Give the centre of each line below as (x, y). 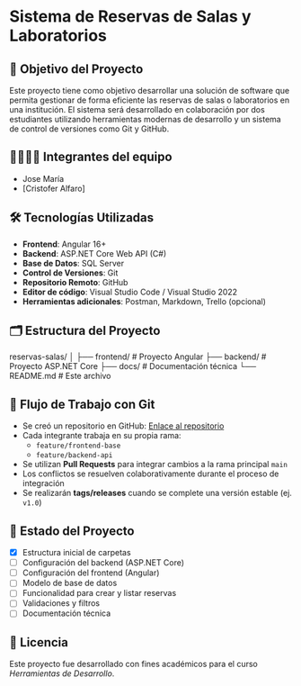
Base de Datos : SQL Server (73, 263)
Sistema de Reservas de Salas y (130, 17)
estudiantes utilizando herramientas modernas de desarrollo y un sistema (145, 119)
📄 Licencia (39, 642)
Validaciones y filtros (61, 603)
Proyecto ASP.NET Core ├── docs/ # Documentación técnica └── (133, 366)
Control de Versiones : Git (70, 273)
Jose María (43, 178)
